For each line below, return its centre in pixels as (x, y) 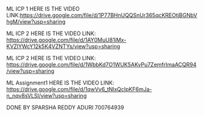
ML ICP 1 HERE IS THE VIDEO (43, 9)
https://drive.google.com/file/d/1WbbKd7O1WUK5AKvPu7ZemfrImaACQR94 (101, 64)
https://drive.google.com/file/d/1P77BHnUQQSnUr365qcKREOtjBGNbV (109, 15)
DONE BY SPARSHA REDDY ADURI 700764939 (65, 107)
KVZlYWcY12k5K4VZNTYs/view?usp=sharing (63, 46)
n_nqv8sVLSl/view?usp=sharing (47, 96)
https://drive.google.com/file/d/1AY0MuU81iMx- (66, 40)
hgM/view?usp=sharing (36, 22)
